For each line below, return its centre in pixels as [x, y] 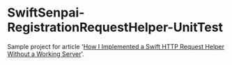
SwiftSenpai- [46, 13]
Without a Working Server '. [46, 54]
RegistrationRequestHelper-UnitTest [115, 27]
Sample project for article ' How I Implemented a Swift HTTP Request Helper [116, 46]
